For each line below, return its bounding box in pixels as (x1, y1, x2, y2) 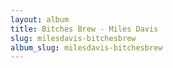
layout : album (10, 14, 70, 25)
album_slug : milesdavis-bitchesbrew (10, 42, 163, 53)
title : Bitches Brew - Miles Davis (10, 24, 159, 34)
